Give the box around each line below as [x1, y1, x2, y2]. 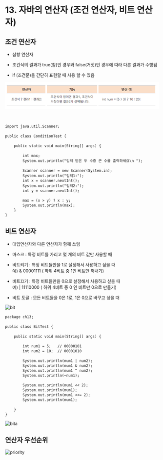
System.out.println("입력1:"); [22, 174, 84, 179]
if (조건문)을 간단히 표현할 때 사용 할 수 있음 [12, 72, 95, 78]
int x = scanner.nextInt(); [22, 179, 80, 183]
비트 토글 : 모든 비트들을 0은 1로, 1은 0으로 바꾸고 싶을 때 [12, 295, 120, 300]
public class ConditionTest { [5, 134, 67, 139]
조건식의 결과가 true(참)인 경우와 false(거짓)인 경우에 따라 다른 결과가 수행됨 [12, 62, 158, 67]
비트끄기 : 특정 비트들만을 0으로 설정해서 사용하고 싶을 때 [12, 278, 121, 284]
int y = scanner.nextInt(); [22, 188, 80, 193]
